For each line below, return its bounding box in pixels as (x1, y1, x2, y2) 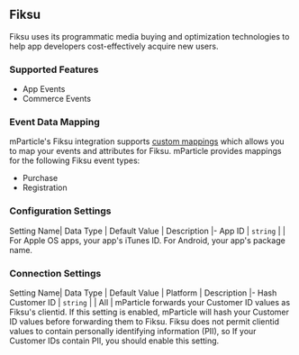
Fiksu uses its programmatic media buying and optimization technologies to (9, 31, 290, 41)
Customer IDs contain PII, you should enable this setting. (9, 335, 220, 346)
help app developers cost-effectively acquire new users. (9, 41, 219, 51)
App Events (22, 84, 66, 95)
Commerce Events (22, 94, 92, 105)
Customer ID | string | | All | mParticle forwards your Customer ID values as (9, 297, 291, 307)
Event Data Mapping (9, 116, 101, 129)
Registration (22, 182, 68, 193)
